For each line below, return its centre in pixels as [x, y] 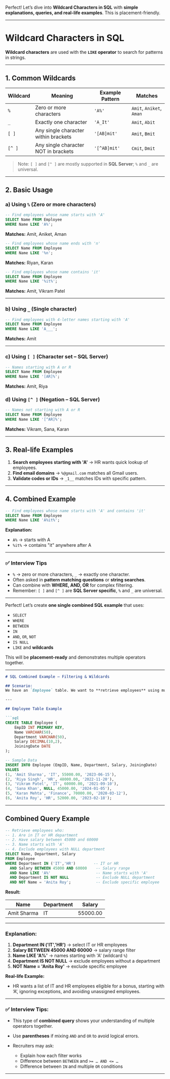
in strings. [16, 57]
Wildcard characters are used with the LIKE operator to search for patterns [84, 52]
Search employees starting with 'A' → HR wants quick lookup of [80, 462]
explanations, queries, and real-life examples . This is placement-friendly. [83, 13]
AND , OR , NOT [24, 636]
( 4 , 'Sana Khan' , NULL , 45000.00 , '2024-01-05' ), [59, 789]
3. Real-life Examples [39, 450]
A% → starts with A [31, 540]
